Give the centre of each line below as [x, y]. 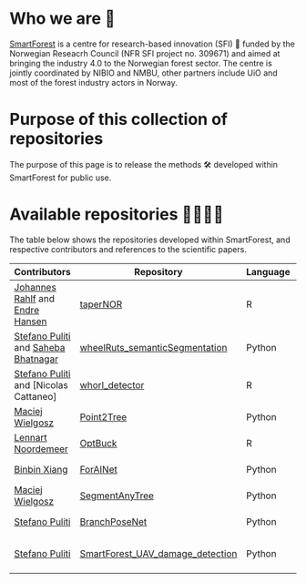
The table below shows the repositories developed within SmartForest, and [150, 240]
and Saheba [40, 347]
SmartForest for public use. [61, 178]
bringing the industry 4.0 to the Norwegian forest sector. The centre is [141, 63]
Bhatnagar [36, 359]
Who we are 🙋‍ [62, 19]
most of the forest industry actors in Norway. [93, 82]
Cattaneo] [36, 396]
